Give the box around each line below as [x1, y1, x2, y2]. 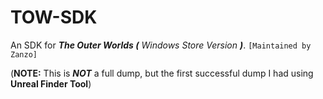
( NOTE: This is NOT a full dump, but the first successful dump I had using [10, 67, 314, 79]
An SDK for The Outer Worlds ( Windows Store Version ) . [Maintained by [10, 39, 312, 51]
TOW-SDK [10, 6, 98, 29]
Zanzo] [10, 49, 38, 60]
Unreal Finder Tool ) [10, 77, 92, 90]
